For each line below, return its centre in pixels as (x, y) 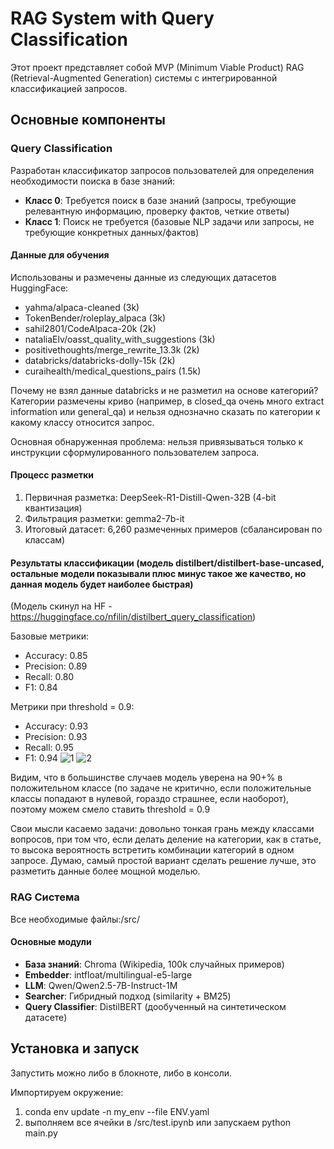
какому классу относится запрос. (82, 422)
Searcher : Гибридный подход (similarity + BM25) (128, 996)
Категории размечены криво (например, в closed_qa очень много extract (167, 401)
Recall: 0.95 (49, 748)
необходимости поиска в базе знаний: (92, 181)
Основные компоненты (88, 120)
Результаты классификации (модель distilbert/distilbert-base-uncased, (167, 563)
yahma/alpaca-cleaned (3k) (82, 307)
